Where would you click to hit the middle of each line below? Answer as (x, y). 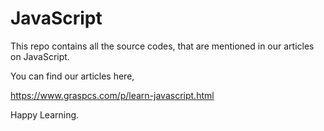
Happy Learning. (45, 114)
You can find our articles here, (72, 76)
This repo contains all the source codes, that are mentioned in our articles (162, 46)
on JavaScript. (40, 56)
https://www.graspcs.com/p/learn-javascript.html (112, 95)
